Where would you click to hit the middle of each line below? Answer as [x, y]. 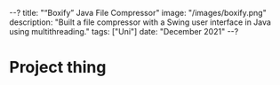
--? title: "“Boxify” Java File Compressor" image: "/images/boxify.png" [138, 13]
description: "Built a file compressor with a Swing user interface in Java [140, 22]
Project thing [58, 68]
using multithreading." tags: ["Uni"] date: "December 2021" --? [124, 31]
